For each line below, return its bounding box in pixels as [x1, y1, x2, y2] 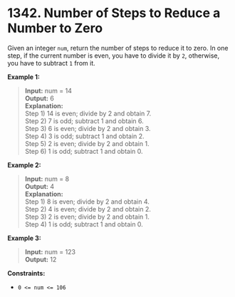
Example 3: [7, 234, 41, 242]
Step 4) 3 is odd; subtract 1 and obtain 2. [24, 132, 145, 140]
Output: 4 [24, 182, 55, 190]
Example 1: [7, 73, 41, 81]
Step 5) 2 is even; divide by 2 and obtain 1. [24, 139, 150, 147]
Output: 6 [24, 94, 55, 103]
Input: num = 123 [24, 247, 76, 256]
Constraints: [7, 269, 46, 277]
